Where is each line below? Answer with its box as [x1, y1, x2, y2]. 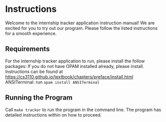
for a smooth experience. [5, 30, 57, 36]
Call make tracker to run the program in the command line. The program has [5, 107, 162, 113]
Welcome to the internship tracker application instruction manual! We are [5, 20, 155, 26]
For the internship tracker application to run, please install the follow [5, 58, 145, 64]
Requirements [5, 45, 50, 53]
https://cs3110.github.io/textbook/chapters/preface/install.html [5, 73, 134, 80]
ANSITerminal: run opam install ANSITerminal [5, 79, 100, 85]
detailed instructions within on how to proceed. [5, 112, 102, 118]
